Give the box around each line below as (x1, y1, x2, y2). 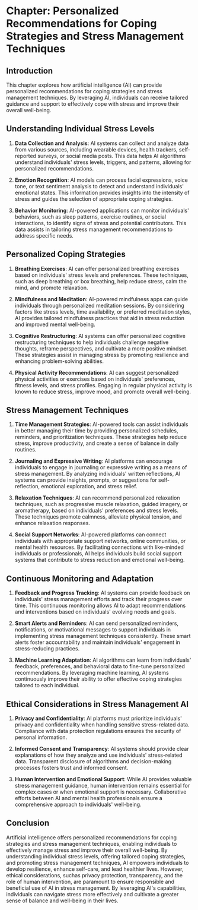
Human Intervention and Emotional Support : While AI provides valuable (14, 776, 192, 783)
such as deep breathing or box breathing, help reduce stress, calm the (14, 277, 187, 285)
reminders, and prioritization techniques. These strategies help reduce (14, 434, 187, 441)
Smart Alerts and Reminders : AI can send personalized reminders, (14, 620, 179, 627)
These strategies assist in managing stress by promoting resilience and (14, 351, 189, 358)
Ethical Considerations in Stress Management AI (6, 699, 189, 709)
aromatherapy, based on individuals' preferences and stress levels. (14, 507, 179, 514)
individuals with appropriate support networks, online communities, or (14, 538, 186, 545)
